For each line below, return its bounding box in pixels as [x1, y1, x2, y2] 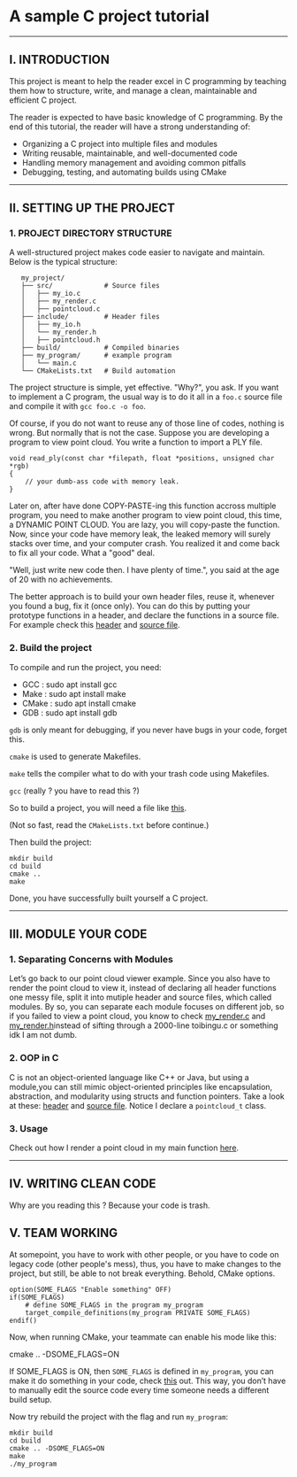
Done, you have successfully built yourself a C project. [9, 893, 209, 903]
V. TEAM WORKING [9, 1226, 118, 1241]
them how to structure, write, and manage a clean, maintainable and [9, 85, 257, 96]
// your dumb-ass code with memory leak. [25, 477, 179, 486]
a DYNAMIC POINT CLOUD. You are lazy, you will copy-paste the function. [9, 520, 280, 530]
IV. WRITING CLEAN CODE [9, 1176, 156, 1192]
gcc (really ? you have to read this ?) [9, 785, 140, 796]
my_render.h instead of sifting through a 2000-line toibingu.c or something [9, 1020, 278, 1031]
